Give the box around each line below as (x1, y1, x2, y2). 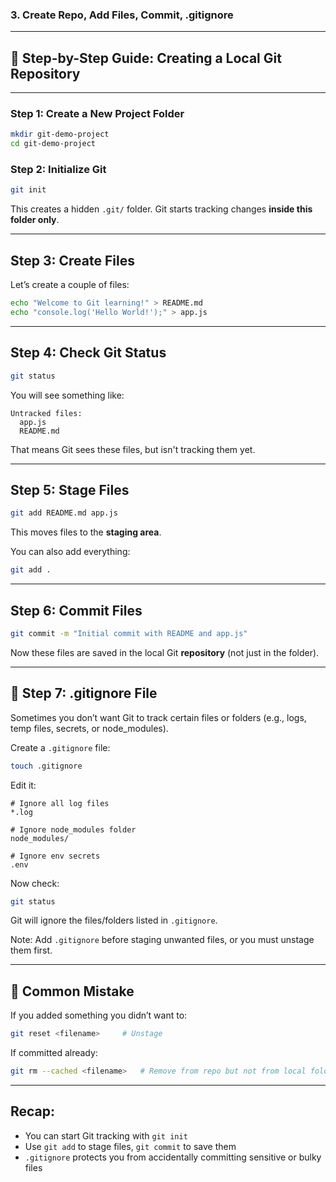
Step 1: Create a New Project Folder (10, 107, 185, 121)
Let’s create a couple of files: (10, 279, 130, 291)
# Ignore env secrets (10, 851, 101, 861)
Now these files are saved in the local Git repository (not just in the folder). (10, 646, 320, 658)
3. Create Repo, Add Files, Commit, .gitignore (10, 8, 234, 22)
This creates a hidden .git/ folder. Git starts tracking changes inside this (10, 203, 313, 215)
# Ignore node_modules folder (10, 824, 137, 835)
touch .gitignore (10, 761, 83, 771)
